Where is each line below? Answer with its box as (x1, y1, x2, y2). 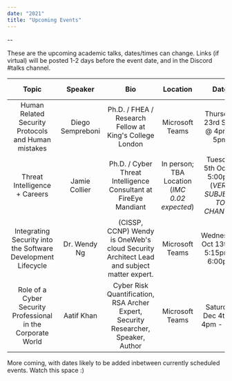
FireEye (118, 193, 143, 203)
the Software (11, 243, 54, 253)
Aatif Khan (63, 311, 98, 320)
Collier (70, 184, 91, 194)
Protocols (17, 126, 48, 135)
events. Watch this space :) (7, 366, 85, 374)
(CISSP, (118, 217, 144, 227)
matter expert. (108, 269, 154, 279)
